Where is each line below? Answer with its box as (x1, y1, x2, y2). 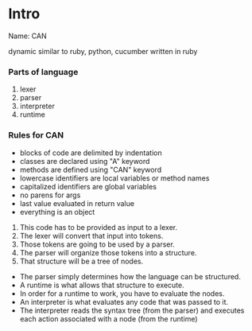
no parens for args (19, 190, 81, 200)
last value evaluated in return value (19, 198, 135, 208)
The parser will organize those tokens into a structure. (19, 247, 197, 257)
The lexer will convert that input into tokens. (19, 231, 164, 240)
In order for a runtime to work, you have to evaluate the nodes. (19, 288, 225, 298)
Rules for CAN (8, 130, 64, 141)
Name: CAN (8, 31, 47, 41)
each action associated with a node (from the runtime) (19, 313, 198, 323)
